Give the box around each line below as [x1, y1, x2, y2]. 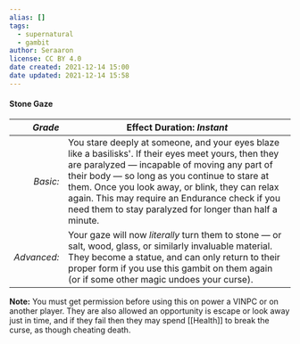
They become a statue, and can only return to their [68, 250, 281, 263]
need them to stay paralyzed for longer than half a [68, 202, 279, 215]
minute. [68, 214, 100, 226]
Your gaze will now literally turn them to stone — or [68, 228, 282, 241]
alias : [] [9, 12, 46, 22]
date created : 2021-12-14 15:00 [9, 63, 129, 72]
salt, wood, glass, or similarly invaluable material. [68, 240, 272, 252]
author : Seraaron [9, 46, 74, 55]
